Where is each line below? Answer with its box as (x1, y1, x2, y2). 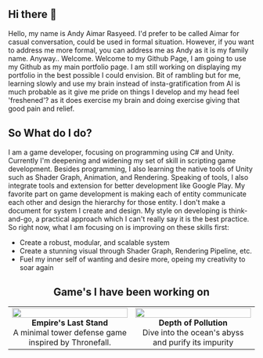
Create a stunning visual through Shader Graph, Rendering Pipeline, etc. (19, 246, 252, 255)
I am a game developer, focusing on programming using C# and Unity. (8, 147, 235, 157)
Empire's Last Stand (31, 317, 108, 328)
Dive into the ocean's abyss (142, 327, 244, 338)
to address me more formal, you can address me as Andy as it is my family (8, 45, 249, 55)
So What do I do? (8, 126, 92, 140)
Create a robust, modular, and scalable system (19, 237, 170, 247)
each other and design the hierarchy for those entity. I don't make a (8, 197, 225, 206)
